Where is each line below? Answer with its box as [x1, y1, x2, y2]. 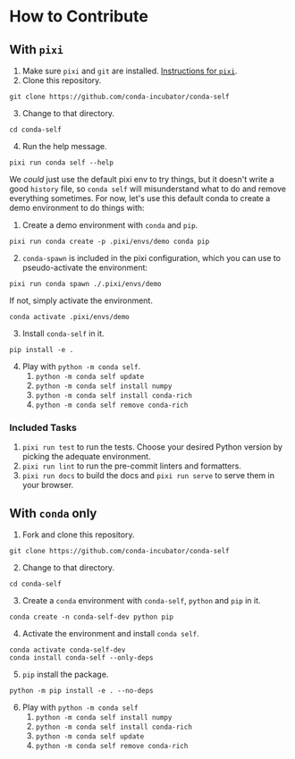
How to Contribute [9, 6, 149, 27]
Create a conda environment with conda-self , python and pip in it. [21, 595, 261, 606]
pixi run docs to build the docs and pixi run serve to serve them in [21, 470, 275, 481]
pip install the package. [21, 669, 109, 680]
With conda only [9, 505, 97, 520]
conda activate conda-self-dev [9, 645, 126, 654]
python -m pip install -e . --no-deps [9, 687, 154, 696]
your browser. [21, 480, 74, 491]
